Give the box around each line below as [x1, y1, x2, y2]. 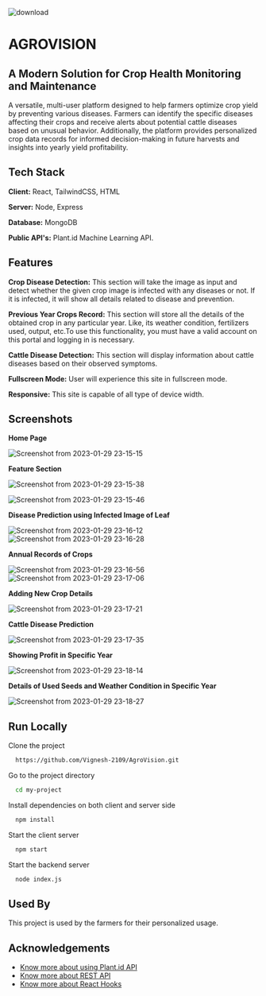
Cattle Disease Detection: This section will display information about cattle [8, 350, 254, 359]
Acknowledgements [8, 941, 110, 955]
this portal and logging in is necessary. [8, 335, 135, 344]
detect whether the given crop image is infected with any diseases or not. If [8, 285, 256, 295]
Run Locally [8, 719, 67, 733]
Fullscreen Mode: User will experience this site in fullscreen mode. [8, 374, 228, 383]
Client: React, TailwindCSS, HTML [8, 187, 121, 196]
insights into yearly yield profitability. [8, 143, 129, 152]
